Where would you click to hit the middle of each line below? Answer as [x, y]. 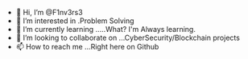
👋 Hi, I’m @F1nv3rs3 [49, 12]
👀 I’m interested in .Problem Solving [75, 21]
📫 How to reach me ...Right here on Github [87, 47]
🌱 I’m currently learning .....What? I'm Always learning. [105, 29]
